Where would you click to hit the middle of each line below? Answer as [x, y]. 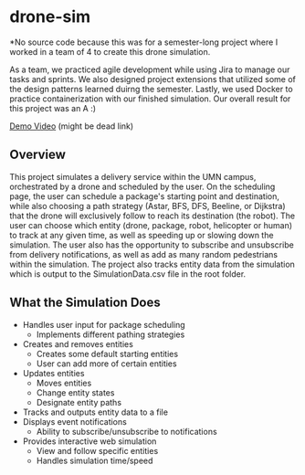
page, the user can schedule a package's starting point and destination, [145, 196]
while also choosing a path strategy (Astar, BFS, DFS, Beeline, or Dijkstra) [147, 206]
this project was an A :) [53, 108]
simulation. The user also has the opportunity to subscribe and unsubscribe [152, 245]
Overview [38, 155]
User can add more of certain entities [106, 364]
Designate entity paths [79, 402]
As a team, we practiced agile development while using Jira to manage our [150, 69]
